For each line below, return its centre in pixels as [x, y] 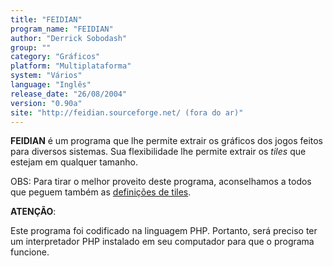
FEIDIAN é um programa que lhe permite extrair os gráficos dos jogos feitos [167, 141]
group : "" [31, 47]
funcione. [30, 252]
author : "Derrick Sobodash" [69, 38]
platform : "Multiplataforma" [71, 66]
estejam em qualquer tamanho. [74, 162]
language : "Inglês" [51, 85]
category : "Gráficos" [55, 57]
